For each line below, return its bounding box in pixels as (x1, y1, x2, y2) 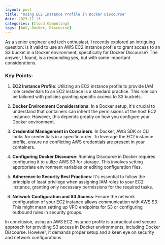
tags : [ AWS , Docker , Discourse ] (5, 26, 71, 31)
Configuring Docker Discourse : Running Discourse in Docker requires (12, 153, 156, 160)
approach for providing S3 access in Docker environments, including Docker (5, 224, 160, 230)
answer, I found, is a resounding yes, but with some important (5, 55, 131, 61)
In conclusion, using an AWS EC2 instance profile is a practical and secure (5, 219, 156, 225)
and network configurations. (5, 235, 63, 241)
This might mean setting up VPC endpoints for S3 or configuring (12, 204, 143, 210)
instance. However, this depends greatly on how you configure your (12, 114, 150, 120)
